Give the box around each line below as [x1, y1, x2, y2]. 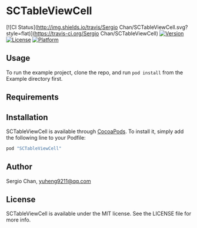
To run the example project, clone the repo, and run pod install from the [6, 69, 183, 76]
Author [6, 162, 32, 172]
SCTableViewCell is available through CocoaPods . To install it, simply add [6, 128, 184, 135]
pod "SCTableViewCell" [6, 146, 62, 151]
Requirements [6, 92, 59, 103]
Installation [6, 112, 48, 122]
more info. [6, 216, 31, 223]
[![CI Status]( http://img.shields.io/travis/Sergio [6, 24, 118, 31]
